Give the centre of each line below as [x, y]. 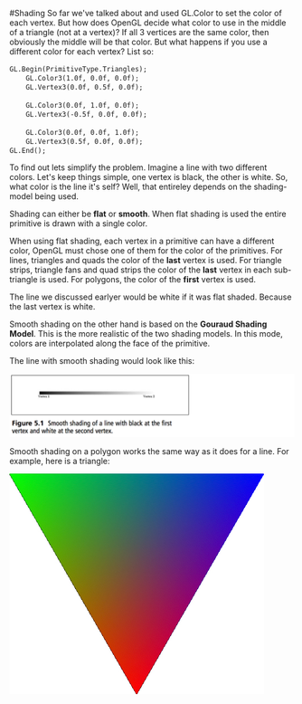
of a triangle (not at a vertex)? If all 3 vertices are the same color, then [139, 32]
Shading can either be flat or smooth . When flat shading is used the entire [148, 214]
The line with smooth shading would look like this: [102, 361]
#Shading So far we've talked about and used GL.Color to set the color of [146, 13]
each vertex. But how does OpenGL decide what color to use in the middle [148, 23]
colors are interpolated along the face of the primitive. [110, 343]
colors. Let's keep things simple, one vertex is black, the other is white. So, [149, 177]
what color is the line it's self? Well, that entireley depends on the [131, 186]
